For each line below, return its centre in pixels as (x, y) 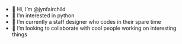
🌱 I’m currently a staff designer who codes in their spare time (86, 22)
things (20, 34)
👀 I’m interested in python (43, 15)
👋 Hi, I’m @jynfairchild (39, 9)
